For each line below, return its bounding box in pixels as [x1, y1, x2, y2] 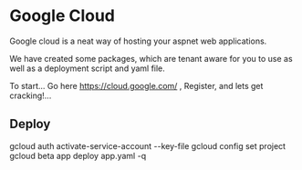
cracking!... [9, 90, 52, 101]
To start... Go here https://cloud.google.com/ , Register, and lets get [9, 80, 264, 91]
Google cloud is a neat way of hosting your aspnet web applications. [9, 35, 267, 46]
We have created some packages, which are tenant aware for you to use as [9, 53, 294, 64]
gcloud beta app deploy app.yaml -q [9, 150, 147, 161]
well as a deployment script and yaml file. [9, 63, 166, 74]
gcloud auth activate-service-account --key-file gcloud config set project [9, 140, 286, 151]
